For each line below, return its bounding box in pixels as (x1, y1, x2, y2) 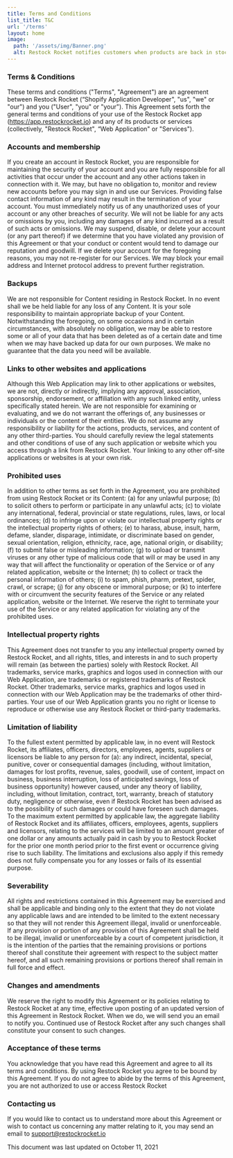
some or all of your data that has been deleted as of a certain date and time (7, 331, 223, 340)
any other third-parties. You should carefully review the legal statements (7, 431, 214, 440)
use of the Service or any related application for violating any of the (7, 605, 200, 613)
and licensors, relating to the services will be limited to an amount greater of (7, 826, 225, 835)
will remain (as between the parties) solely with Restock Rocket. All (7, 660, 199, 669)
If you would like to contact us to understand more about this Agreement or (7, 1115, 222, 1123)
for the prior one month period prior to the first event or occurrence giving (7, 841, 219, 850)
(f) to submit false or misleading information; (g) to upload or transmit (7, 546, 206, 554)
